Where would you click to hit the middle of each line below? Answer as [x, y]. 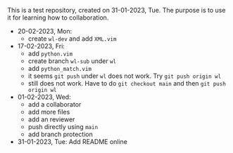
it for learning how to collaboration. [58, 18]
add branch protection [60, 134]
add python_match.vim [60, 68]
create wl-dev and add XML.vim [72, 39]
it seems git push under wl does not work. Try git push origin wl [125, 76]
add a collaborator [55, 104]
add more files [49, 112]
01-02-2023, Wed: [44, 97]
